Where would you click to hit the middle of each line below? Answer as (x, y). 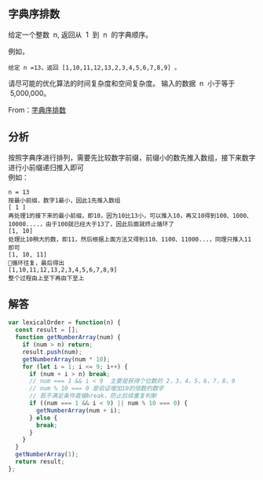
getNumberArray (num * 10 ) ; (66, 359)
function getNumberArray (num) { (68, 338)
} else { (43, 418)
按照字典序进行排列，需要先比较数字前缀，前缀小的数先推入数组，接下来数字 (132, 157)
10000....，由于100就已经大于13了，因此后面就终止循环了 (91, 224)
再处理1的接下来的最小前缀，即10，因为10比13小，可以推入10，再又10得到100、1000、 (130, 216)
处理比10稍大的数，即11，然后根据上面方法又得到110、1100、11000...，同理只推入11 (130, 239)
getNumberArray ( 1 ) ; (47, 455)
